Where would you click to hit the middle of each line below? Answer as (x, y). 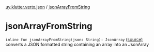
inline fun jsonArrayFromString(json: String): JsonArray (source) (74, 39)
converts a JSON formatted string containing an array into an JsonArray (77, 44)
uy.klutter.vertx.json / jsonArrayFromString (48, 7)
